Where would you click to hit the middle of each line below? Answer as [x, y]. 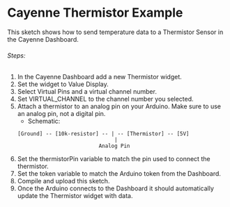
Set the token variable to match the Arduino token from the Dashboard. [119, 174]
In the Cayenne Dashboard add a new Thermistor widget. [100, 77]
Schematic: [44, 121]
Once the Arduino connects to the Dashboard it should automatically [116, 188]
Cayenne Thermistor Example [95, 13]
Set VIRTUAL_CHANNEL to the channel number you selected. [105, 99]
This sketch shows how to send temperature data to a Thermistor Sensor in [115, 32]
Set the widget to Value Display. [63, 84]
